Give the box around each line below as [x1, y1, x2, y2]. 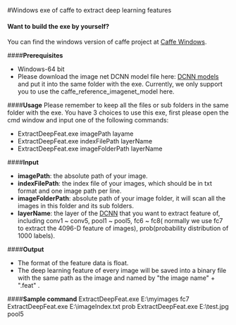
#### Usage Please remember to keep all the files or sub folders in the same [7, 101, 229, 110]
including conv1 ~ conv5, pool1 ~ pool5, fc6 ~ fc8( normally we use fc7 [17, 217, 223, 225]
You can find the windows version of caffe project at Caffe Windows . [7, 38, 207, 46]
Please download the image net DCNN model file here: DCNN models [17, 72, 219, 81]
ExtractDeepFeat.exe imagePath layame [17, 129, 134, 138]
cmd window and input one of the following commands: [7, 116, 169, 125]
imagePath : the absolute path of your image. [17, 172, 148, 180]
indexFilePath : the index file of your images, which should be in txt [17, 179, 213, 188]
